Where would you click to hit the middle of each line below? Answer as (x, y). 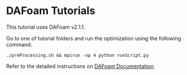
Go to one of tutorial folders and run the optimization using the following (94, 38)
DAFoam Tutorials (51, 11)
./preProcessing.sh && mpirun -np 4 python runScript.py (78, 55)
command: (19, 45)
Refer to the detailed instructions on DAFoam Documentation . (81, 66)
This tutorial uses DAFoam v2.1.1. (46, 27)
